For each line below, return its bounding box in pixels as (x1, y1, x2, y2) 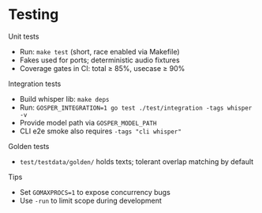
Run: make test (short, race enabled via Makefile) (19, 47, 180, 56)
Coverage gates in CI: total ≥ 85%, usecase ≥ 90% (19, 63, 185, 73)
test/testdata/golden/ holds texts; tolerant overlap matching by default (19, 156, 254, 166)
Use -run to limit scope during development (19, 196, 162, 205)
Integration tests (8, 79, 62, 88)
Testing (8, 6, 59, 24)
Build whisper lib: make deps (19, 94, 110, 103)
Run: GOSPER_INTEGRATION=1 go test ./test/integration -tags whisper (19, 103, 253, 112)
